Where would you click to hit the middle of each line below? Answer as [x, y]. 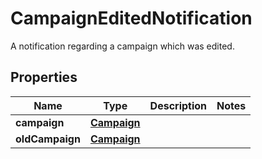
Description [178, 105]
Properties [44, 77]
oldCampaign [48, 139]
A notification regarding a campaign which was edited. [122, 46]
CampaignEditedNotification [131, 18]
